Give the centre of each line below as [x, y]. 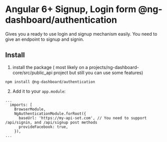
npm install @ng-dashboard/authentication [50, 82]
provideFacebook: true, [43, 127]
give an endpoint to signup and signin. [45, 39]
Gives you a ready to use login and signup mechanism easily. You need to [81, 34]
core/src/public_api [32, 73]
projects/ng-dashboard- [114, 67]
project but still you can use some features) [98, 73]
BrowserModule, [30, 109]
